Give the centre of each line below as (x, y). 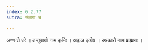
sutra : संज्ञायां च (24, 17)
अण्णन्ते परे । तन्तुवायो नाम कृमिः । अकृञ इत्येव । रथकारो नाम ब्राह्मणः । (75, 40)
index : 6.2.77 (24, 12)
